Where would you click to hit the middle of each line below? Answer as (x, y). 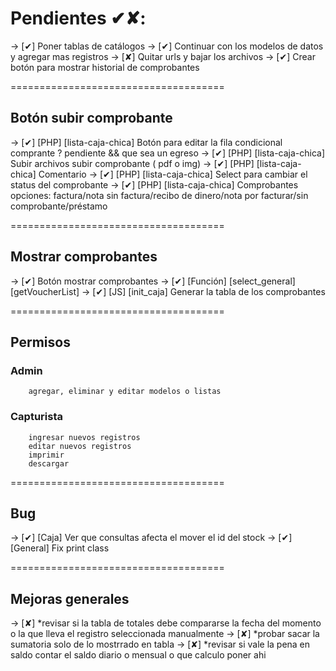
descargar (49, 463)
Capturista (36, 417)
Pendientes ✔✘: (78, 18)
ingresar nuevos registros (84, 437)
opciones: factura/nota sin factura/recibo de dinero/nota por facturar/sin (159, 195)
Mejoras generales (70, 598)
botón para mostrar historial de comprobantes (105, 67)
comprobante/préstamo (59, 206)
